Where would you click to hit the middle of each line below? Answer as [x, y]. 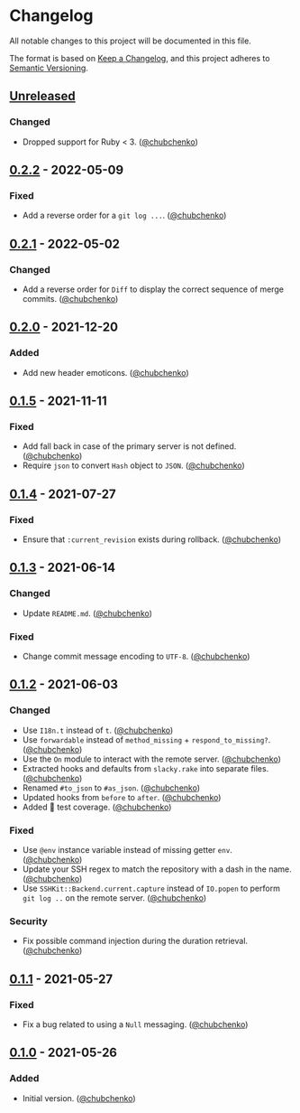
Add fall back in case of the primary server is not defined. [129, 446]
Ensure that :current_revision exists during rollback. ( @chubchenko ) [152, 539]
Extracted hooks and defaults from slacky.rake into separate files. [145, 768]
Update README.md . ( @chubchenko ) [87, 613]
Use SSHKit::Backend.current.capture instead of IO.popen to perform [151, 889]
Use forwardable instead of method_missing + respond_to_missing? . [146, 739]
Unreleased [43, 96]
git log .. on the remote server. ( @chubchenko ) [114, 898]
